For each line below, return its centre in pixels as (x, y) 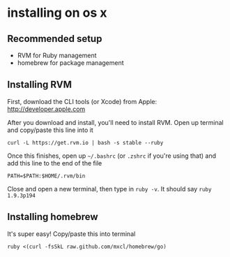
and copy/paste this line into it (51, 130)
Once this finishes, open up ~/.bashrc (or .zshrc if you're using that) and (112, 156)
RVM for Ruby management (57, 55)
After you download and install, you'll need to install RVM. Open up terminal (116, 122)
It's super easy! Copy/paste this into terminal (71, 234)
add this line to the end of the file (55, 163)
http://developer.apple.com (46, 109)
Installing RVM (39, 85)
